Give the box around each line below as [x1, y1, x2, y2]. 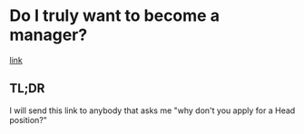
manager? [9, 24, 88, 45]
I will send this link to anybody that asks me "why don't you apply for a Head [9, 105, 296, 116]
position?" [9, 114, 48, 125]
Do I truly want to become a [9, 5, 221, 26]
